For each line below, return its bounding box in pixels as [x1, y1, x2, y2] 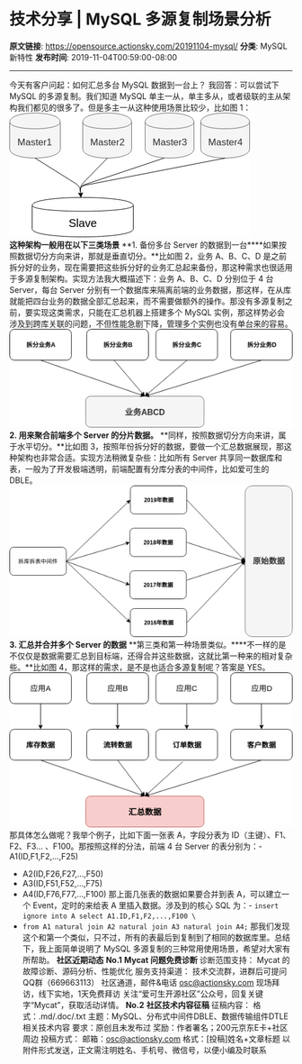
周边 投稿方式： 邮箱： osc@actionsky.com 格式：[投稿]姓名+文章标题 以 [22, 1033, 290, 1044]
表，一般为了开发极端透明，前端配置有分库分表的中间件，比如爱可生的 [9, 463, 270, 474]
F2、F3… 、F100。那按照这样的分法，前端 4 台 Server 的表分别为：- [9, 841, 262, 852]
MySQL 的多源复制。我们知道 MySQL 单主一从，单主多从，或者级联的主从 [9, 90, 283, 101]
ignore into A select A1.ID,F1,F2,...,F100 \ [22, 912, 196, 921]
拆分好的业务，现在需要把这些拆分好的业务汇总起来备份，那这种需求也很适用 [9, 261, 293, 272]
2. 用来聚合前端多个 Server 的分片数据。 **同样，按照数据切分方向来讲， [9, 430, 279, 441]
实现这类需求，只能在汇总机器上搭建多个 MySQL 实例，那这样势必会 [32, 306, 286, 317]
